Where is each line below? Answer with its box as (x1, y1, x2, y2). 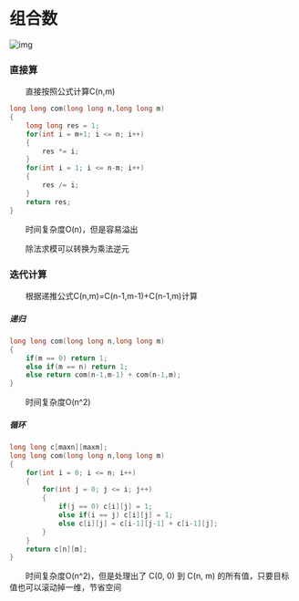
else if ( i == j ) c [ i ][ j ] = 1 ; (57, 511, 173, 520)
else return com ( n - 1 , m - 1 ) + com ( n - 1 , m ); (26, 370, 181, 379)
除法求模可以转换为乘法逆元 (26, 243, 129, 254)
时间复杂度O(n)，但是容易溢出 (26, 223, 139, 234)
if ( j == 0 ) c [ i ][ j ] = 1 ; (57, 503, 153, 512)
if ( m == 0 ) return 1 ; (26, 353, 108, 363)
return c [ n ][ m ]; (26, 544, 88, 554)
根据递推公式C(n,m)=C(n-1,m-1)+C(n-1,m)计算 (26, 290, 198, 301)
